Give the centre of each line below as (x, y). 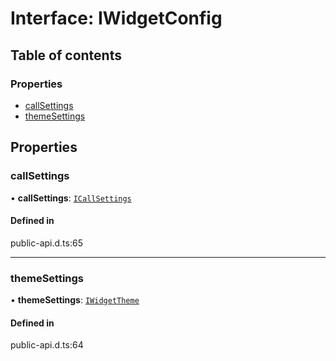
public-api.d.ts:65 (46, 243)
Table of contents (66, 55)
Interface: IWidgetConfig (116, 18)
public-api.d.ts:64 (47, 345)
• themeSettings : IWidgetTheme (75, 300)
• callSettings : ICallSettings (71, 198)
